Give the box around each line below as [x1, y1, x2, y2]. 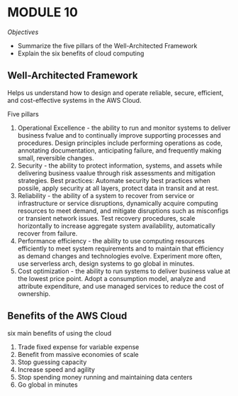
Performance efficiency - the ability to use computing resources [17, 236, 205, 245]
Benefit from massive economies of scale [17, 350, 140, 358]
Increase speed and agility [17, 365, 96, 373]
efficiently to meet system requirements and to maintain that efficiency [17, 244, 225, 253]
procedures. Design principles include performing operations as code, [17, 138, 223, 147]
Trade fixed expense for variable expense [17, 342, 140, 351]
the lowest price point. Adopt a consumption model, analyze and [17, 274, 206, 282]
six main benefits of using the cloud [7, 329, 112, 337]
